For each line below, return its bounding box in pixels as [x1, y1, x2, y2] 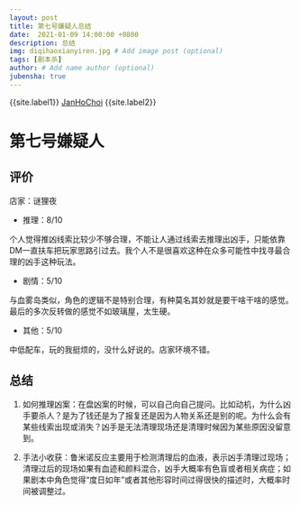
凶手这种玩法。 [24, 256, 81, 267]
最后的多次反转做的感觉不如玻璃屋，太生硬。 [9, 306, 176, 317]
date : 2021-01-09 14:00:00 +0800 [9, 30, 140, 39]
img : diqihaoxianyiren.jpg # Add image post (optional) [9, 47, 223, 56]
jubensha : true [9, 72, 67, 81]
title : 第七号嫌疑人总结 [9, 22, 92, 31]
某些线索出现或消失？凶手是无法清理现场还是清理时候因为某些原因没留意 [22, 421, 291, 432]
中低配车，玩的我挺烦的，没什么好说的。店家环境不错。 [9, 344, 214, 354]
